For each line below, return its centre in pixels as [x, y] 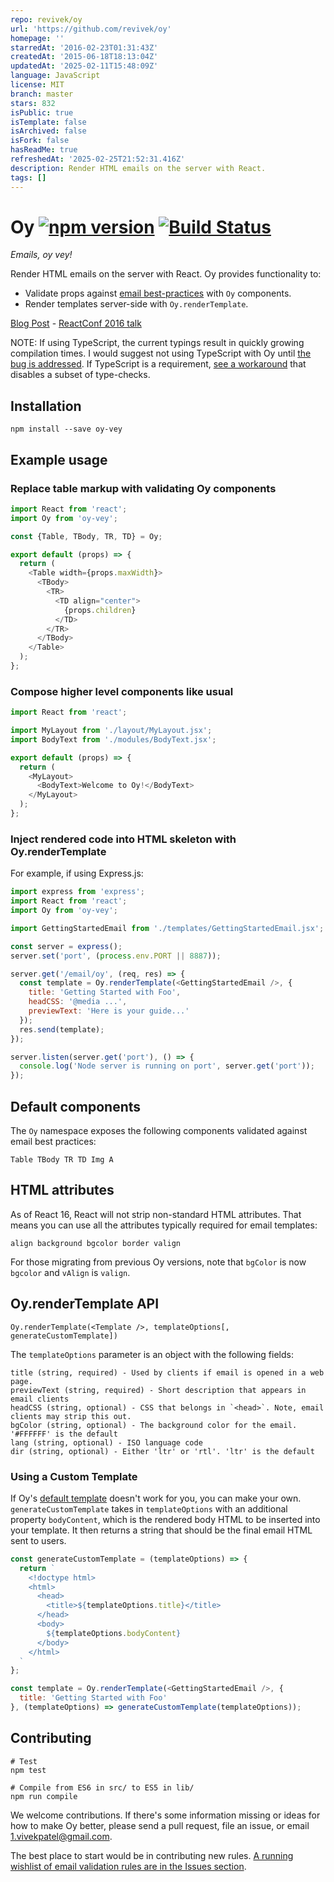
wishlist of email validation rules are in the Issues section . [128, 1866]
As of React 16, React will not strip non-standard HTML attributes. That [156, 1214]
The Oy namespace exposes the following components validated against [159, 1130]
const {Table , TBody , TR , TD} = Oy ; [86, 536]
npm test [28, 1770]
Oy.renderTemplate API [85, 1304]
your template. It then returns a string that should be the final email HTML [161, 1530]
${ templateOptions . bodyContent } [114, 1633]
